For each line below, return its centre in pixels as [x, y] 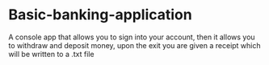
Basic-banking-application [100, 15]
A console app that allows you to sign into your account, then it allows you [132, 37]
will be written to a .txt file [51, 54]
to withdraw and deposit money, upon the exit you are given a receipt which [134, 45]
